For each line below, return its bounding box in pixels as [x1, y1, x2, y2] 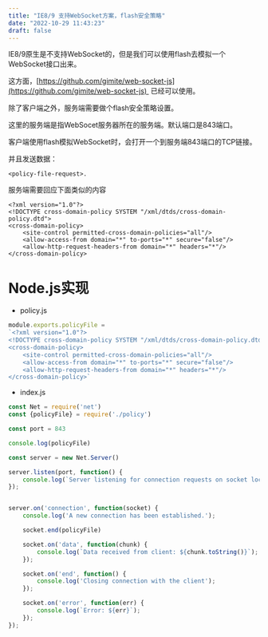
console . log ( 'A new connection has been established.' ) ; [22, 512, 216, 520]
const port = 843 [8, 425, 66, 433]
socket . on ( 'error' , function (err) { [22, 599, 145, 607]
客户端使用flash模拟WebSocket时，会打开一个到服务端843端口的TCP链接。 [8, 137, 257, 147]
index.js [19, 388, 46, 398]
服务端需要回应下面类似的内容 [8, 185, 106, 195]
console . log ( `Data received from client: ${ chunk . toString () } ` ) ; [37, 548, 259, 556]
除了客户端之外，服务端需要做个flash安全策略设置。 [8, 103, 179, 113]
